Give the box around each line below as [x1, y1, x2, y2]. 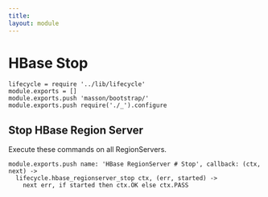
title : [8, 11, 31, 20]
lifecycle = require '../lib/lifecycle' [8, 80, 146, 88]
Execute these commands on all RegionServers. [8, 145, 167, 154]
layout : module [8, 19, 60, 27]
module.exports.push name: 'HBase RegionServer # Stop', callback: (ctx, [8, 160, 262, 169]
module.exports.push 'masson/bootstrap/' [8, 94, 150, 103]
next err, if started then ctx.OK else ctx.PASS [23, 182, 189, 190]
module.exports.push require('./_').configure [8, 101, 167, 109]
